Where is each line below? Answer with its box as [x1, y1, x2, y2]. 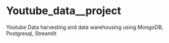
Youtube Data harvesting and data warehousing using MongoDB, [6, 24, 164, 31]
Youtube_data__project [6, 4, 122, 18]
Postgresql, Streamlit [6, 29, 57, 37]
